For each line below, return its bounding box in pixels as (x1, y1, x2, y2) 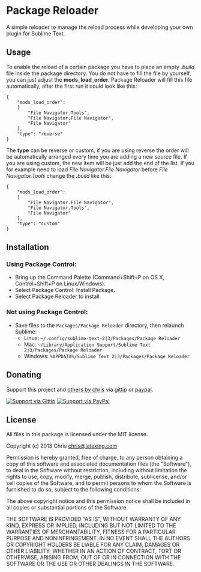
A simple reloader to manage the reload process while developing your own (6, 23, 193, 31)
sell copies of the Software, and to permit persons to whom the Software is (6, 479, 192, 487)
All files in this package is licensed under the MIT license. (6, 431, 148, 438)
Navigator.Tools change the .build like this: (6, 172, 112, 179)
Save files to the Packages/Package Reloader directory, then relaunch (14, 321, 184, 329)
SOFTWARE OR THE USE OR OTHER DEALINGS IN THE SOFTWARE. (6, 560, 175, 568)
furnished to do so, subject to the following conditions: (6, 486, 141, 493)
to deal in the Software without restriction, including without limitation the (6, 467, 187, 474)
